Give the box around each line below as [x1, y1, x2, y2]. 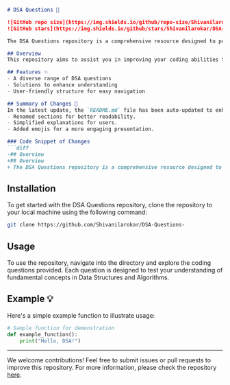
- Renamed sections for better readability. [7, 113, 136, 120]
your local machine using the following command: [7, 208, 147, 216]
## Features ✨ [7, 69, 49, 75]
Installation [7, 183, 56, 194]
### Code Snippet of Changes [7, 138, 90, 145]
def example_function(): [7, 331, 78, 338]
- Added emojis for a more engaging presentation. [7, 126, 155, 133]
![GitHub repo [7, 19, 48, 25]
